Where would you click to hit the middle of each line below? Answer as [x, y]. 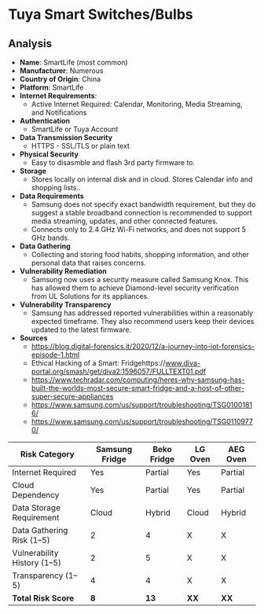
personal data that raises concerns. [89, 263]
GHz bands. [50, 238]
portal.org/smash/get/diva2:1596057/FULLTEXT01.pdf [119, 371]
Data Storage [37, 507]
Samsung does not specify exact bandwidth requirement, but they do [143, 204]
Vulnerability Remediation [63, 271]
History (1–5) [37, 563]
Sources [34, 338]
